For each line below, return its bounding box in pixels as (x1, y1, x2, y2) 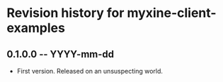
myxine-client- (127, 5, 217, 21)
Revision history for (6, 5, 125, 21)
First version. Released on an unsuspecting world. (16, 67, 164, 75)
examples (6, 20, 65, 36)
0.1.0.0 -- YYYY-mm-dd (6, 48, 115, 60)
